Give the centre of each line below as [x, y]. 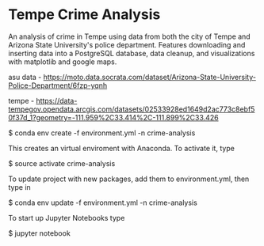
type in [20, 187]
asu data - [25, 77]
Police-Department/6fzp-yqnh [58, 85]
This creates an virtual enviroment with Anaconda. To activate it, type [122, 148]
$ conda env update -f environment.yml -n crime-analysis [103, 202]
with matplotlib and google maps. [63, 62]
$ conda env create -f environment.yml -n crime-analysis [102, 133]
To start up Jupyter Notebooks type [67, 218]
